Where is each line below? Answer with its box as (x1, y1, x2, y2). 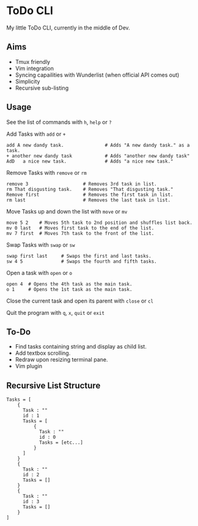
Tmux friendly (15, 58, 51, 65)
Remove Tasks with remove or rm (6, 169, 87, 176)
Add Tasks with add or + (6, 130, 66, 137)
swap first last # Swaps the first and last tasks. (6, 253, 152, 259)
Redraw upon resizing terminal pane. (15, 356, 108, 363)
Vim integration (15, 64, 54, 72)
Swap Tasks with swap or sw (6, 241, 75, 249)
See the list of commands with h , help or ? (6, 118, 112, 126)
